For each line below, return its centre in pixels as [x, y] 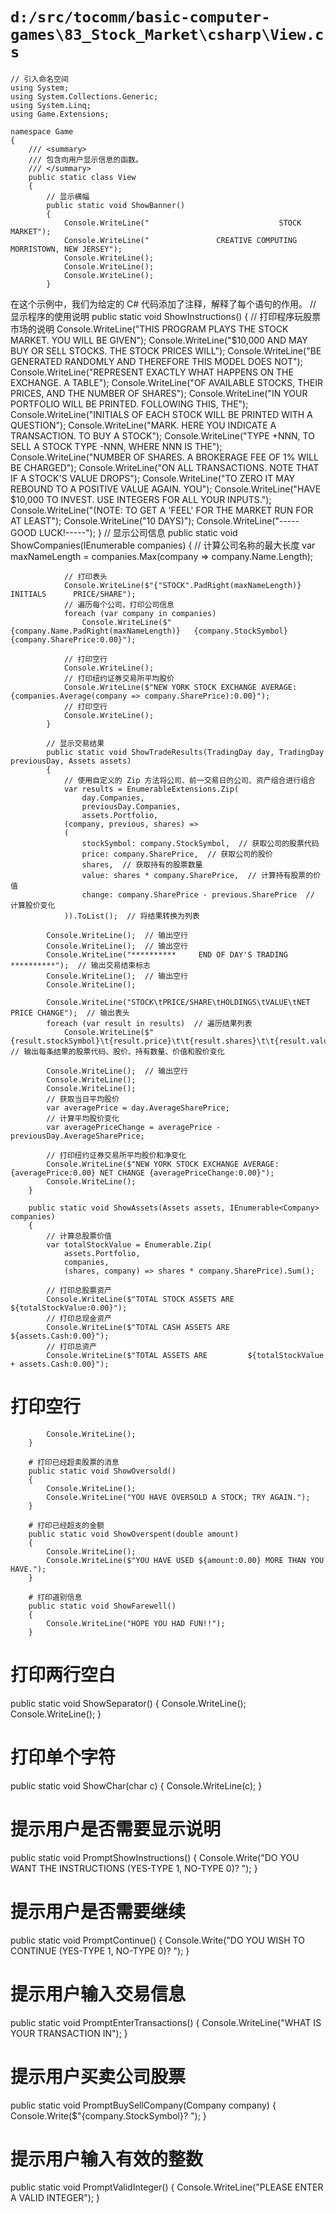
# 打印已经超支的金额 [66, 1525]
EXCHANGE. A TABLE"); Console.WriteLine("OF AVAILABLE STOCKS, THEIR [166, 382]
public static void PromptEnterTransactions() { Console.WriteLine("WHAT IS [166, 2022]
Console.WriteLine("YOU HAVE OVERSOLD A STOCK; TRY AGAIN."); [178, 1497]
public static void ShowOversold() [102, 1471]
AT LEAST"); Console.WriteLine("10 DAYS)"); [102, 520]
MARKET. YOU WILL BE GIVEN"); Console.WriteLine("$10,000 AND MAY [159, 340]
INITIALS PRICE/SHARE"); [73, 594]
